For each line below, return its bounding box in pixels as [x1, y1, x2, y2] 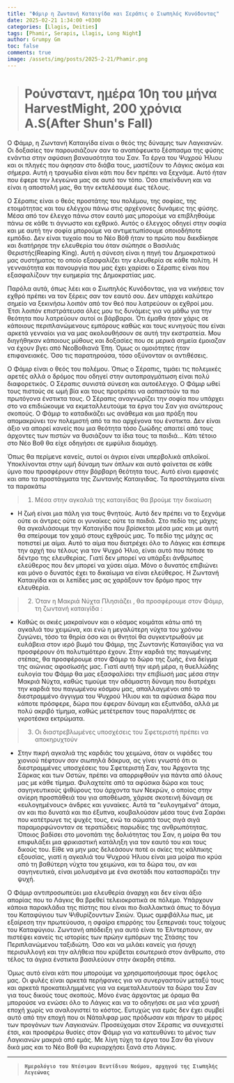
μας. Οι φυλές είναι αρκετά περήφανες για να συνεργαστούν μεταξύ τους [7, 975, 224, 985]
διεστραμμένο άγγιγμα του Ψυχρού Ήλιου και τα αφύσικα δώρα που [17, 692, 217, 700]
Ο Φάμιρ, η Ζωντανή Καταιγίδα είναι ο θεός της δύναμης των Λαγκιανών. [7, 138, 223, 147]
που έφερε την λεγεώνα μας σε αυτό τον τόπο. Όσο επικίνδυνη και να [7, 175, 212, 184]
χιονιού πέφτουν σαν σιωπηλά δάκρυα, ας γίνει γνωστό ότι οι [17, 756, 197, 765]
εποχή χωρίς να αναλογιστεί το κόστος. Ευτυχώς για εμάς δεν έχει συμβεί [7, 1005, 224, 1014]
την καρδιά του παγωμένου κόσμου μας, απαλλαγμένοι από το [17, 684, 201, 693]
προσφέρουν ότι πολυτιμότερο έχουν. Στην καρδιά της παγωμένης [17, 647, 212, 656]
